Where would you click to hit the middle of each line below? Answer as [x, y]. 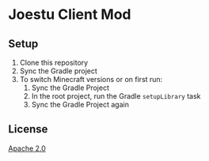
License [28, 129]
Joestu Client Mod [70, 15]
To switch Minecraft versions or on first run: [91, 79]
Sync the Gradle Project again [80, 105]
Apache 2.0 [27, 148]
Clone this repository [54, 62]
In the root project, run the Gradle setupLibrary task [116, 96]
